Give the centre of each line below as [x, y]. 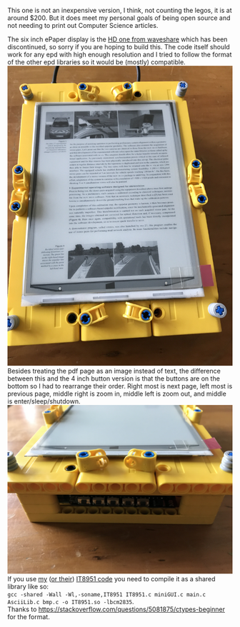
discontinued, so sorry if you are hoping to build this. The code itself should [119, 47]
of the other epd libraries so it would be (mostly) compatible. [96, 62]
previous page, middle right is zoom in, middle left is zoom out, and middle [117, 393]
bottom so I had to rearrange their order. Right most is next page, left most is [120, 386]
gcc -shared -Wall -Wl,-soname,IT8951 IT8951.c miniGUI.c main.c [106, 595]
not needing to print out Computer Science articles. [83, 25]
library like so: [28, 586]
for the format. [29, 617]
